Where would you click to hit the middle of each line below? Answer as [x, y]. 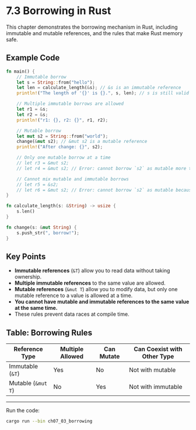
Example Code [33, 58]
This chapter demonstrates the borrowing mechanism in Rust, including [92, 27]
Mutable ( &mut [28, 383]
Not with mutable [153, 370]
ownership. [28, 277]
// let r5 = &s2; [38, 185]
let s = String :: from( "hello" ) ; [56, 82]
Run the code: [23, 411]
